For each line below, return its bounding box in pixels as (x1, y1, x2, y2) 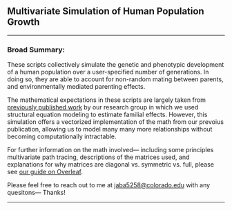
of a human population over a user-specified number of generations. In (7, 68, 209, 76)
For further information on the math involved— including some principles (7, 146, 214, 154)
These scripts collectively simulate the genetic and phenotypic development (7, 61, 224, 69)
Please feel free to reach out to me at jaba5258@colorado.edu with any (7, 181, 211, 189)
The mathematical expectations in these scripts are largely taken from (7, 96, 206, 104)
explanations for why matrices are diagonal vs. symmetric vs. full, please (7, 160, 214, 169)
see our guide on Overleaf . (7, 168, 84, 176)
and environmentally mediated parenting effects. (7, 83, 146, 91)
